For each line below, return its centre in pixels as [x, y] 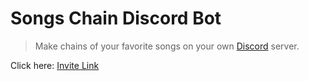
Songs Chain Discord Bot [116, 18]
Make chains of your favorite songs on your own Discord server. [167, 46]
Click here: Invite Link [55, 65]
